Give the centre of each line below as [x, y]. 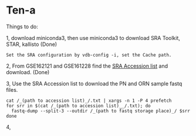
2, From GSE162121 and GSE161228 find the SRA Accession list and [87, 66]
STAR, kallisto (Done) [32, 44]
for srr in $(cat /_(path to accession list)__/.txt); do [78, 106]
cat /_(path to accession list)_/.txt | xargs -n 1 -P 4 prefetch [89, 101]
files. [12, 89]
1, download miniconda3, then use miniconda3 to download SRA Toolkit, [93, 38]
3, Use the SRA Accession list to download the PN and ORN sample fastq [94, 84]
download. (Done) [28, 72]
